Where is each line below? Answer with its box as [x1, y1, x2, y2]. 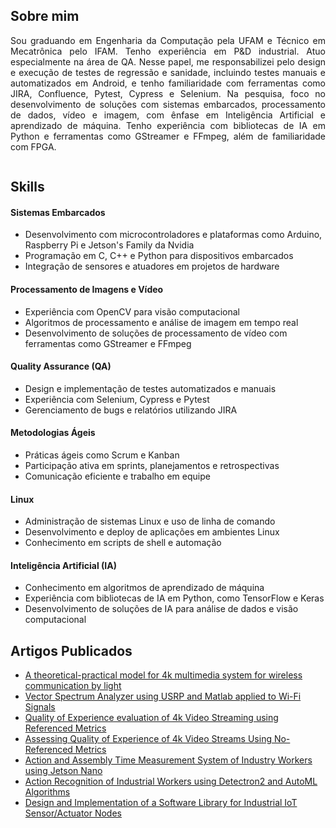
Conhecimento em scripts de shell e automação [24, 537, 222, 549]
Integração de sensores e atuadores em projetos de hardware [24, 260, 280, 273]
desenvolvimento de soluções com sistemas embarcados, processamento [10, 98, 326, 110]
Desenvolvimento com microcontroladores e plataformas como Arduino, [24, 229, 323, 241]
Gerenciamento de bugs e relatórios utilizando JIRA [24, 404, 238, 416]
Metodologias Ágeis [10, 427, 96, 439]
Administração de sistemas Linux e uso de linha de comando [24, 515, 276, 528]
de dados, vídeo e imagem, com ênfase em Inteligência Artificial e [10, 109, 326, 121]
